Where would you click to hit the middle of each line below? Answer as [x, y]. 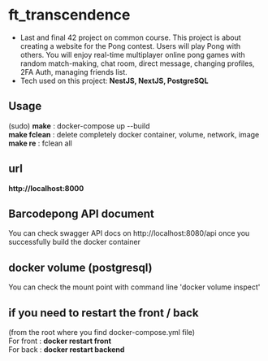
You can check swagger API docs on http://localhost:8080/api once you [129, 233]
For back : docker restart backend [67, 350]
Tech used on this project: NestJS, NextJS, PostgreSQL [114, 80]
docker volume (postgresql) [80, 267]
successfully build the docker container [74, 242]
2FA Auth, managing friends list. [73, 72]
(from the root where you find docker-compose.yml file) [102, 332]
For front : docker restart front [60, 341]
